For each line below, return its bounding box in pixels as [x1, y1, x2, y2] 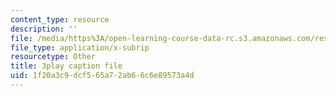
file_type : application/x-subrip [10, 42, 150, 53]
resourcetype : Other [10, 52, 97, 62]
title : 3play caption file [10, 61, 123, 71]
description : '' [10, 24, 78, 34]
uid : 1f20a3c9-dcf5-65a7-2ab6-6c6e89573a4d [10, 71, 195, 81]
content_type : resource [10, 14, 110, 25]
